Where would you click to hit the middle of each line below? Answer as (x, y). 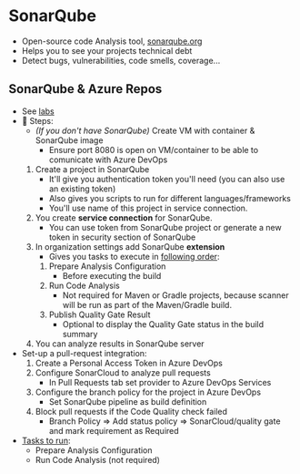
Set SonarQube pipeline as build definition (128, 401)
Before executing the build (112, 275)
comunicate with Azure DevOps (108, 160)
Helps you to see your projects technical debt (107, 50)
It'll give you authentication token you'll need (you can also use (167, 179)
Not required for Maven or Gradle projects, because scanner (175, 295)
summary (80, 334)
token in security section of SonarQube (122, 237)
